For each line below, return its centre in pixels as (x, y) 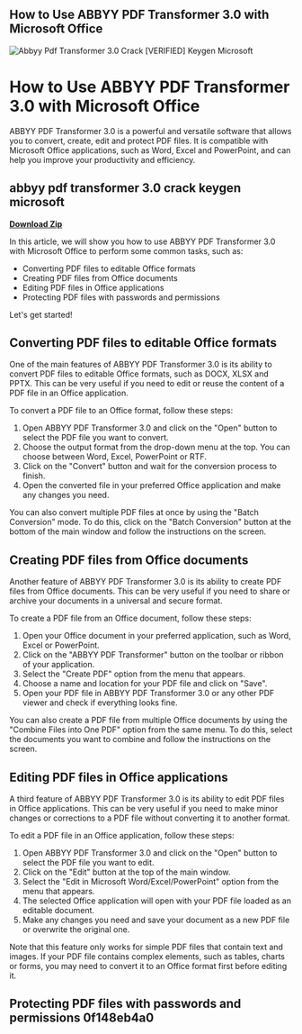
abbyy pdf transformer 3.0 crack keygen (125, 188)
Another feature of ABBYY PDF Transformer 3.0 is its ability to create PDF (146, 582)
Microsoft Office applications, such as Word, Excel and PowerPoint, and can (150, 150)
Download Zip (36, 223)
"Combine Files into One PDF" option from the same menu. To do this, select (151, 730)
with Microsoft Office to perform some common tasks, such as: (126, 250)
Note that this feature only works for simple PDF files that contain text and (146, 947)
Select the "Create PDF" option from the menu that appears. (133, 674)
